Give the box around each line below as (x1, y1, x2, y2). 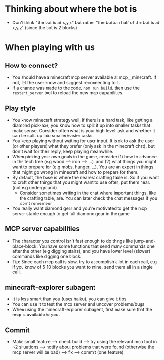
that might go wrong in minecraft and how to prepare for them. (12, 169, 139, 175)
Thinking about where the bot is (5, 3, 137, 15)
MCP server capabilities (5, 225, 80, 233)
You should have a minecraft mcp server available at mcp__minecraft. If (12, 74, 157, 80)
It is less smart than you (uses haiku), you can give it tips (12, 296, 127, 302)
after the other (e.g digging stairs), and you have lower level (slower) (12, 248, 151, 254)
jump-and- (134, 238, 156, 244)
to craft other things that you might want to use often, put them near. (12, 180, 151, 185)
